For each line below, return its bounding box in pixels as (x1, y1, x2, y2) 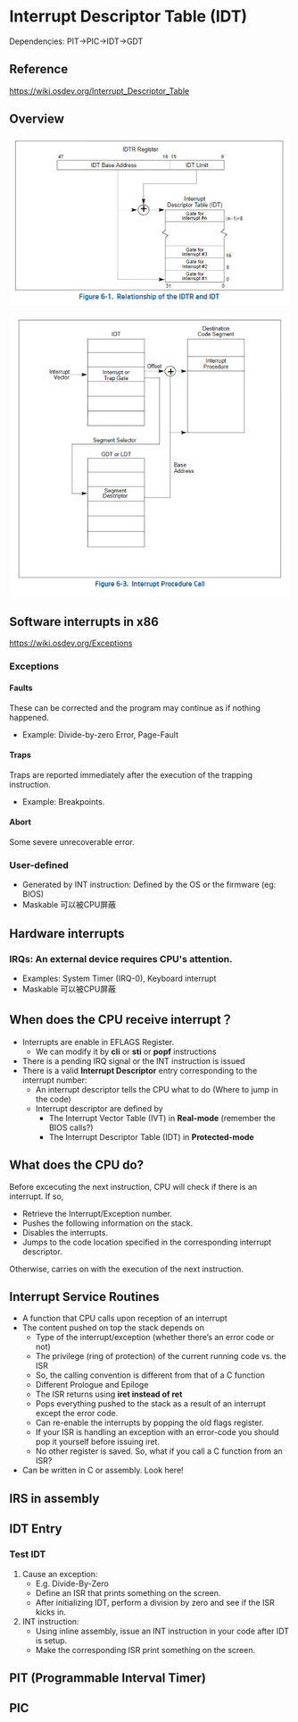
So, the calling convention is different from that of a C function (35, 1370, 266, 1380)
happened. (9, 712, 49, 722)
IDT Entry (9, 1522, 62, 1537)
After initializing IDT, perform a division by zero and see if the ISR (35, 1597, 275, 1608)
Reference (9, 62, 69, 77)
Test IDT (9, 1549, 46, 1561)
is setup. (35, 1634, 68, 1646)
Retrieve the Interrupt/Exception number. (21, 1208, 172, 1219)
